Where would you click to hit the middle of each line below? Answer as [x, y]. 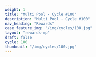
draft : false [19, 38]
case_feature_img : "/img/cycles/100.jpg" [49, 28]
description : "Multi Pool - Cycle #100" [48, 19]
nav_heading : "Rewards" [30, 24]
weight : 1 [15, 10]
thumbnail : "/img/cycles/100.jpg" [41, 47]
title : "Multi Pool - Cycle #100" [41, 14]
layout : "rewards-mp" [28, 33]
